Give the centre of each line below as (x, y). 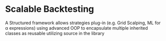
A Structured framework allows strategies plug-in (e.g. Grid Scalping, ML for (83, 23)
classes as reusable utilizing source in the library (55, 33)
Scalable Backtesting (50, 9)
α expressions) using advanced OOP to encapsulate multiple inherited (77, 28)
